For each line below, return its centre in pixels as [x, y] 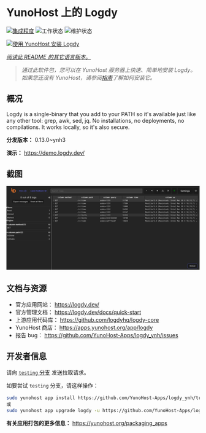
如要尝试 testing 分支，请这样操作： [52, 385]
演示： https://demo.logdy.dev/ [45, 153]
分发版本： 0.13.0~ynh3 [36, 139]
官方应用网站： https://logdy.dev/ [57, 304]
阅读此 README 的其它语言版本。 [49, 57]
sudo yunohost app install [41, 398]
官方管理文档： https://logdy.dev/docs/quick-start [78, 312]
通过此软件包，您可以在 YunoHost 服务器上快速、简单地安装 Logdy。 [109, 70]
